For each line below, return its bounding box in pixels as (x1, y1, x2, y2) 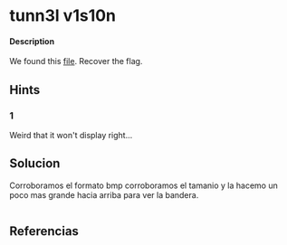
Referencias (9, 223, 80, 240)
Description (9, 35, 55, 46)
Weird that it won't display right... (9, 130, 133, 141)
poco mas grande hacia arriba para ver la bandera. (9, 189, 199, 200)
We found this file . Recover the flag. (9, 56, 143, 67)
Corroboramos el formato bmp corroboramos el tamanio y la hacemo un (9, 180, 278, 191)
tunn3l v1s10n (9, 5, 116, 26)
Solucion (9, 155, 61, 172)
